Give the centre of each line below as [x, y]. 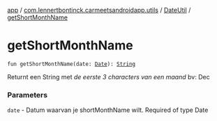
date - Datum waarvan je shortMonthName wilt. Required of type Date [108, 110]
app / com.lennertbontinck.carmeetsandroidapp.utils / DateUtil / [99, 10]
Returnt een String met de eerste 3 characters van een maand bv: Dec [109, 76]
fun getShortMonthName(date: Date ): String [72, 64]
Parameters [27, 95]
